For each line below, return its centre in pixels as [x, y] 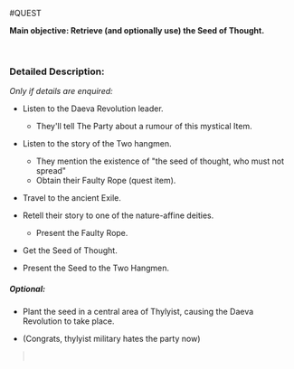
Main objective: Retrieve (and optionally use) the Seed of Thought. [137, 30]
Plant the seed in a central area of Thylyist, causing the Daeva [138, 312]
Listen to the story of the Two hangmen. [97, 144]
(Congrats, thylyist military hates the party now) [111, 339]
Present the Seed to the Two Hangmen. [96, 268]
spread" [51, 171]
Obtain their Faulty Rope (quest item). [106, 181]
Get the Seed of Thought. [70, 251]
